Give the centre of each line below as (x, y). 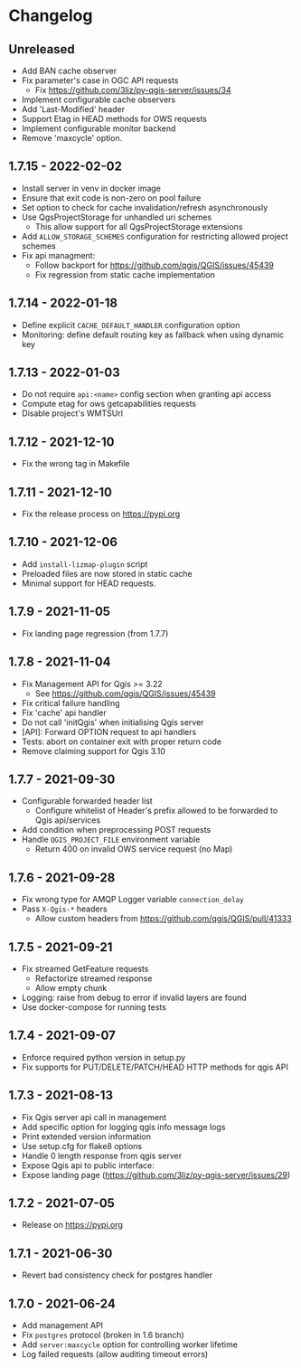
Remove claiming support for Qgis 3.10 (94, 750)
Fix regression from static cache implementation (125, 274)
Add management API (62, 1325)
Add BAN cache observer (69, 71)
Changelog (51, 16)
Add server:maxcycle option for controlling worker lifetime (130, 1344)
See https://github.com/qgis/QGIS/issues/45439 (125, 693)
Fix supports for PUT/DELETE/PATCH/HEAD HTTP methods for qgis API (155, 1067)
